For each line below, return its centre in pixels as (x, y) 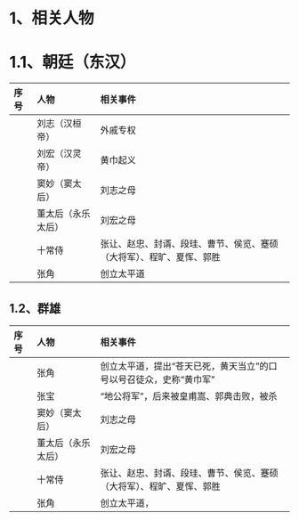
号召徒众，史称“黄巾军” (166, 379)
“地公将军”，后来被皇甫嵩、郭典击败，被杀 (189, 395)
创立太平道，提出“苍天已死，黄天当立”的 (184, 366)
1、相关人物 (52, 18)
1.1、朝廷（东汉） (73, 62)
